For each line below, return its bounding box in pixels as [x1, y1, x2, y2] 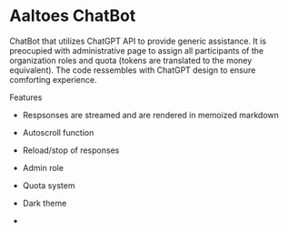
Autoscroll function [22, 126, 94, 137]
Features [9, 92, 43, 103]
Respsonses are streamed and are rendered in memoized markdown [22, 109, 280, 120]
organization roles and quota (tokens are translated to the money [9, 55, 253, 66]
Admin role [22, 162, 64, 173]
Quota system [22, 179, 75, 191]
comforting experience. [9, 74, 97, 85]
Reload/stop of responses [22, 145, 120, 156]
